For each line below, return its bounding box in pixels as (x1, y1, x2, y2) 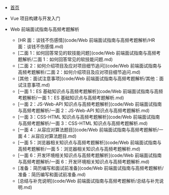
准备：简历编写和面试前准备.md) (17, 171, 86, 178)
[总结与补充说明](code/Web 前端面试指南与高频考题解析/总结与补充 (17, 178, 159, 184)
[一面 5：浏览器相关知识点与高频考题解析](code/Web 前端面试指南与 (17, 140, 162, 145)
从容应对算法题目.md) (31, 133, 77, 139)
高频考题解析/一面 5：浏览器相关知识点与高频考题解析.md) (17, 146, 140, 152)
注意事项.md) (22, 82, 50, 88)
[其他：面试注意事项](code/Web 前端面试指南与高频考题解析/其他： (17, 76, 159, 81)
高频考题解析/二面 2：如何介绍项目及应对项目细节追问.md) (17, 69, 141, 75)
